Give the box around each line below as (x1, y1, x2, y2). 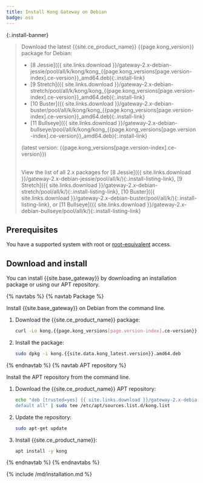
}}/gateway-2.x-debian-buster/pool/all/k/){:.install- (70, 194, 197, 201)
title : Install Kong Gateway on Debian (6, 8, 107, 15)
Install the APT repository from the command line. (6, 373, 130, 380)
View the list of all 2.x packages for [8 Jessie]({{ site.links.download (21, 168, 191, 176)
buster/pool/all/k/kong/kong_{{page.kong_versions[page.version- (30, 106, 194, 113)
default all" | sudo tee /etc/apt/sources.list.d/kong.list (15, 402, 170, 408)
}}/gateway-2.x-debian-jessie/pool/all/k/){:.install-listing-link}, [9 (21, 175, 183, 182)
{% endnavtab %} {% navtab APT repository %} (6, 362, 127, 369)
